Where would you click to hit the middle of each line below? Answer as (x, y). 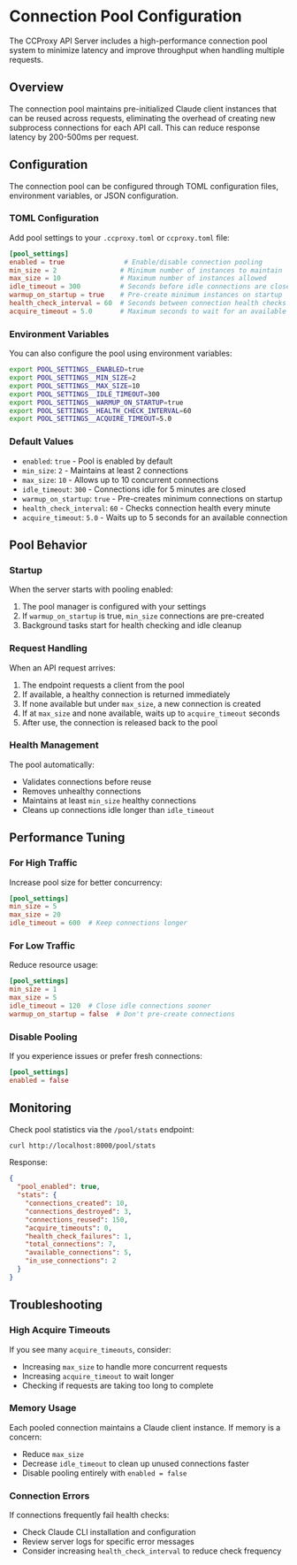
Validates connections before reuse (87, 781)
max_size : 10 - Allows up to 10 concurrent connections (120, 479)
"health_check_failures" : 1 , (79, 1236)
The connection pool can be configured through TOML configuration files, (144, 186)
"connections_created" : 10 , (76, 1204)
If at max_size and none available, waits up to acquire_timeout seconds (151, 713)
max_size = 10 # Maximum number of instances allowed (138, 279)
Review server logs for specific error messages (108, 1542)
